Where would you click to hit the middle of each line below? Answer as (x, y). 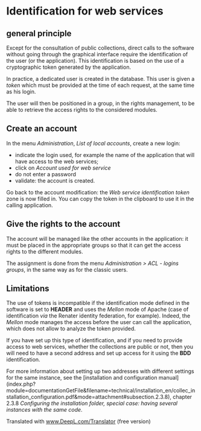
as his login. (21, 91)
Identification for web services (85, 11)
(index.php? (21, 384)
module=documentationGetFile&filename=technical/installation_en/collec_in (101, 391)
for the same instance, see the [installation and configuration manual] (93, 378)
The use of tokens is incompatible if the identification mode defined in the (98, 303)
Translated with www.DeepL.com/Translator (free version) (78, 421)
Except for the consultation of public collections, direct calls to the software (100, 48)
